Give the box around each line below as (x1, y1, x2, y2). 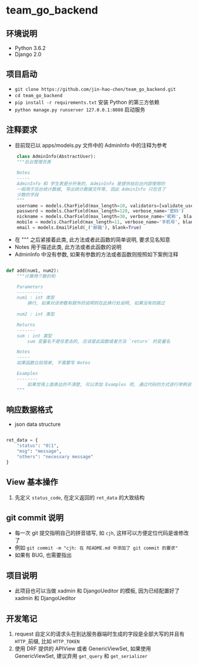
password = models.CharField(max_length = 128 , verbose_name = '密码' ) (16, 208, 184, 214)
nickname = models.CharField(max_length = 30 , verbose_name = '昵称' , (16, 213, 181, 220)
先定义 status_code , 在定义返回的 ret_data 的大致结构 (14, 493, 145, 501)
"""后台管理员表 (16, 159, 51, 165)
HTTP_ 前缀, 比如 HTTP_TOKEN (14, 637, 80, 644)
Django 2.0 (14, 51, 42, 58)
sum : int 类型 (16, 332, 52, 339)
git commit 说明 (6, 512, 64, 522)
